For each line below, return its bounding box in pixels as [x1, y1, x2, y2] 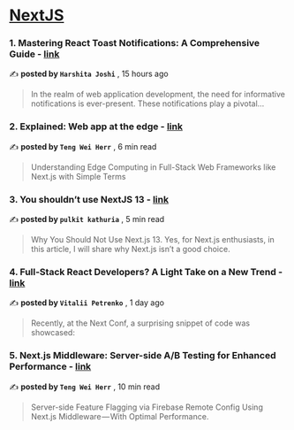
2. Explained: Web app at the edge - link [9, 120, 184, 133]
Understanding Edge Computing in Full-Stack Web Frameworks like [30, 161, 276, 173]
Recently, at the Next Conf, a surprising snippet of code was [30, 318, 250, 328]
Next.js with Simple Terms [30, 171, 126, 181]
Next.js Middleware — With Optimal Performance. [30, 411, 209, 421]
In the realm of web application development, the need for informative [30, 89, 285, 100]
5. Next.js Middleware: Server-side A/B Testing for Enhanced [9, 349, 276, 362]
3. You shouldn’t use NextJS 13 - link [9, 193, 170, 205]
